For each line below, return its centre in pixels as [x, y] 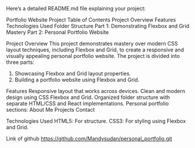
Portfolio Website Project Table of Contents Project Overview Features [91, 20]
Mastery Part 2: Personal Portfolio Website [58, 32]
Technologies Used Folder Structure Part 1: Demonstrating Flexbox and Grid [98, 26]
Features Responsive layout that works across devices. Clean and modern [96, 91]
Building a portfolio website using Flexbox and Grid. [77, 80]
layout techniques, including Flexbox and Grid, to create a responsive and [95, 50]
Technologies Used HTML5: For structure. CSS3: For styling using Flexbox [96, 121]
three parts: [20, 62]
